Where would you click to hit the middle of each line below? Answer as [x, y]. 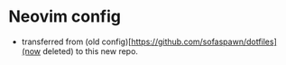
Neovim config [65, 17]
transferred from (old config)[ [76, 42]
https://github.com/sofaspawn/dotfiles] [204, 42]
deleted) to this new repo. [91, 51]
